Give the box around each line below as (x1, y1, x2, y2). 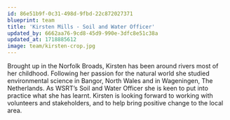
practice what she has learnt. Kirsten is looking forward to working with (7, 91, 214, 100)
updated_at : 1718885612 (7, 36, 77, 43)
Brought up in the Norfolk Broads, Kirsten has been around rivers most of (7, 62, 219, 70)
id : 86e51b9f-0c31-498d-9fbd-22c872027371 (7, 10, 133, 17)
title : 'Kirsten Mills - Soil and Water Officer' (7, 23, 156, 30)
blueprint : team (7, 17, 55, 24)
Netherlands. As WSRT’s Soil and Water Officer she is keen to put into (7, 84, 209, 92)
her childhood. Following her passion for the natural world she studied (7, 69, 210, 77)
